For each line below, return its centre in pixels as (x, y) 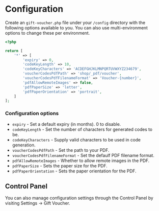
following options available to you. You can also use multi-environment (77, 27)
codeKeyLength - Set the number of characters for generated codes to (82, 129)
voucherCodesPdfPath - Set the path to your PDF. (61, 150)
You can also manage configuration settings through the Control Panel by (79, 198)
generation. (24, 145)
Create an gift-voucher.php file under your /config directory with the (75, 23)
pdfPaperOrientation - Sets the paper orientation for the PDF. (74, 171)
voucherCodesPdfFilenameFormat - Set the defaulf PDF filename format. (83, 155)
